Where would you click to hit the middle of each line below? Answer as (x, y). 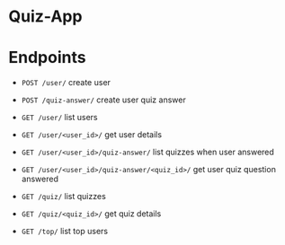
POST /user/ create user (66, 83)
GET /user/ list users (59, 118)
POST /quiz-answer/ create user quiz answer (103, 100)
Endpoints (47, 58)
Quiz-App (45, 17)
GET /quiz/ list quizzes (64, 197)
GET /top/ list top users (65, 232)
